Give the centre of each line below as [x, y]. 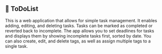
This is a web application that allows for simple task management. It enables [81, 20]
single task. [16, 46]
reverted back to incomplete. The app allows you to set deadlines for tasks [80, 31]
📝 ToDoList [22, 9]
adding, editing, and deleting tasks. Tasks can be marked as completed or [79, 26]
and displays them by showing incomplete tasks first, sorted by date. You [78, 36]
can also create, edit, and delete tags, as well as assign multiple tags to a [78, 41]
